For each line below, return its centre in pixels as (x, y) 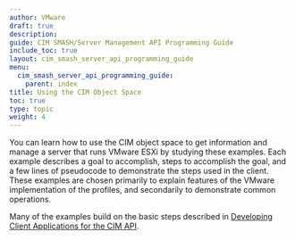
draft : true (31, 26)
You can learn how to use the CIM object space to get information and (139, 143)
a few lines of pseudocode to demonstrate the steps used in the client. (139, 171)
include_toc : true (43, 51)
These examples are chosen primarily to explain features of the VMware (142, 180)
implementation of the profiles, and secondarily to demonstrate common (143, 190)
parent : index (51, 84)
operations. (30, 199)
